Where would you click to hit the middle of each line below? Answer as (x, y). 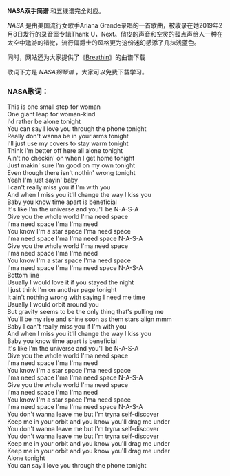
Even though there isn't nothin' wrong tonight (71, 173)
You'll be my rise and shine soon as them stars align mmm (90, 319)
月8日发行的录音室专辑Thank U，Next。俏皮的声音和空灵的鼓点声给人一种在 (115, 34)
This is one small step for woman (54, 107)
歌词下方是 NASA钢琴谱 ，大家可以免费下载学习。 (77, 72)
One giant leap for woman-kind (51, 114)
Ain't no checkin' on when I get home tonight (71, 158)
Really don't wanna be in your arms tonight (68, 136)
